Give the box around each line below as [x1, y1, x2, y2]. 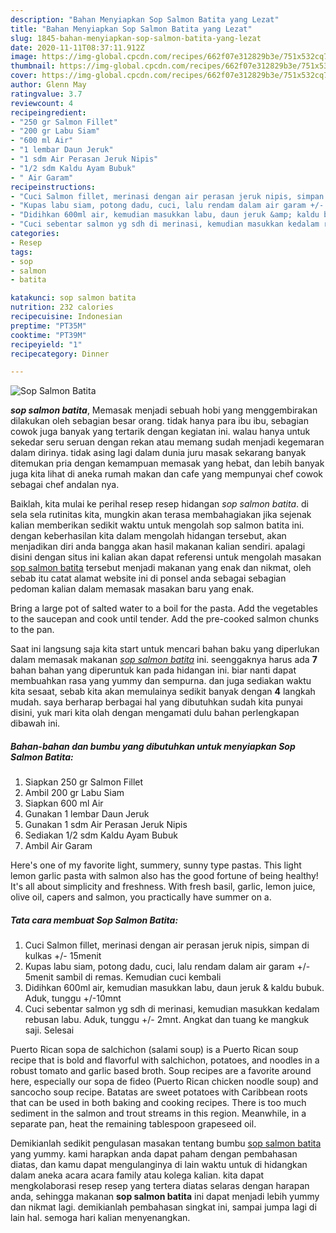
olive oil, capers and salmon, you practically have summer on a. [10, 891, 272, 903]
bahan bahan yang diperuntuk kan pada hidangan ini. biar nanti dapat [10, 664, 297, 676]
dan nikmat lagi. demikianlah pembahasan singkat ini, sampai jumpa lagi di [10, 1201, 317, 1213]
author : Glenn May [10, 80, 87, 90]
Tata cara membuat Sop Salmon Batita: [10, 914, 179, 926]
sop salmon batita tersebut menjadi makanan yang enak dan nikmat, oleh [10, 562, 312, 574]
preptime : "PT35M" [10, 321, 87, 331]
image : [10, 52, 38, 62]
